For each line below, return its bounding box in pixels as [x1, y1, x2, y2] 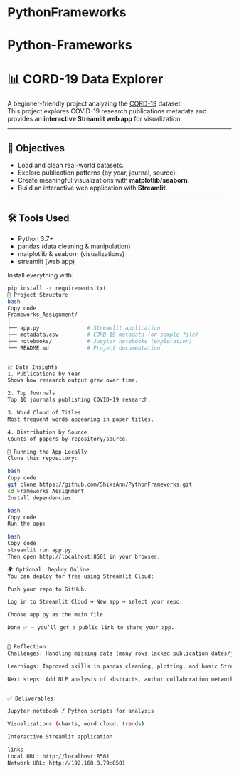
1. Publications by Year [7, 370, 81, 377]
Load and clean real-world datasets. [17, 161, 124, 170]
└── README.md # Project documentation [7, 344, 161, 352]
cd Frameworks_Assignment [7, 487, 84, 494]
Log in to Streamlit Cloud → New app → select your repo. [7, 599, 183, 606]
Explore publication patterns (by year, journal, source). [17, 168, 178, 177]
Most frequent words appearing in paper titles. [7, 415, 154, 423]
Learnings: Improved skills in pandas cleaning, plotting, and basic [7, 663, 218, 670]
